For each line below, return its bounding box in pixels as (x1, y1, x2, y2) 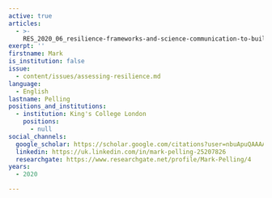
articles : (8, 19, 42, 28)
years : (8, 163, 31, 171)
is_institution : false (8, 58, 85, 66)
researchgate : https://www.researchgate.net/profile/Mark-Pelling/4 (15, 155, 252, 163)
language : (8, 80, 42, 88)
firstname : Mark (8, 49, 63, 58)
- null (29, 125, 53, 133)
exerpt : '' (8, 42, 45, 50)
